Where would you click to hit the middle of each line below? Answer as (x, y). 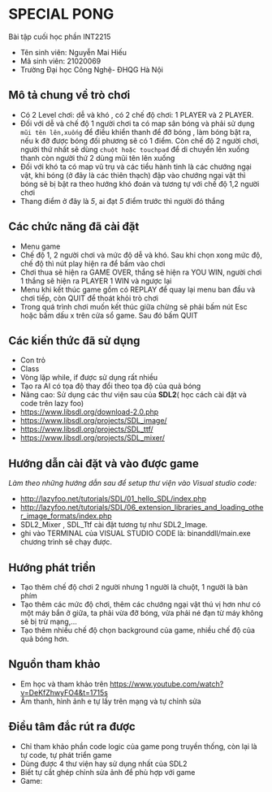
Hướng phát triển (52, 567)
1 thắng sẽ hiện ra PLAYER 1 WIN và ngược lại (96, 280)
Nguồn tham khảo (54, 664)
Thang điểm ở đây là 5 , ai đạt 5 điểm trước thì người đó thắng (122, 201)
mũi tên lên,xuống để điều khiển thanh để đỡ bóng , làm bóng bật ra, (136, 132)
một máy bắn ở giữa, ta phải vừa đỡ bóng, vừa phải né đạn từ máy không (142, 613)
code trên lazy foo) (52, 404)
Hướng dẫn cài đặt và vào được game (104, 463)
